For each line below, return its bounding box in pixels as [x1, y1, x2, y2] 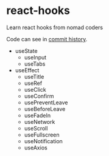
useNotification [24, 137, 63, 144]
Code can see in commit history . [6, 35, 88, 42]
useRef [24, 80, 43, 87]
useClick [24, 86, 47, 93]
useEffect [15, 66, 40, 73]
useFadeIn [24, 112, 51, 119]
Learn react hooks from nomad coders [6, 24, 104, 31]
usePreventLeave [24, 98, 68, 106]
